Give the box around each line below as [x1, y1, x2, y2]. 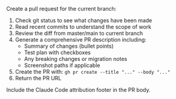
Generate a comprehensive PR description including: [15, 36, 147, 43]
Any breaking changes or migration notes [24, 56, 128, 62]
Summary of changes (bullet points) [24, 42, 114, 49]
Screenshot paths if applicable [24, 62, 100, 69]
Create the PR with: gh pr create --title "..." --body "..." [15, 68, 171, 75]
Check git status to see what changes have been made [15, 17, 152, 24]
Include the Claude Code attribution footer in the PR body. [6, 86, 151, 93]
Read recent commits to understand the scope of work [15, 24, 152, 30]
